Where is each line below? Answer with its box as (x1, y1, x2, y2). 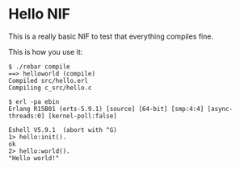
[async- (207, 105, 233, 113)
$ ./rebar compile (8, 62, 70, 71)
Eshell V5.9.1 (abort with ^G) (8, 126, 117, 134)
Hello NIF (8, 5, 71, 23)
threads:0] (8, 112, 45, 120)
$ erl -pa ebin (8, 97, 60, 105)
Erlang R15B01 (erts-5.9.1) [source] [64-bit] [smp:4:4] (8, 105, 204, 113)
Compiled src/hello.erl (8, 76, 89, 84)
